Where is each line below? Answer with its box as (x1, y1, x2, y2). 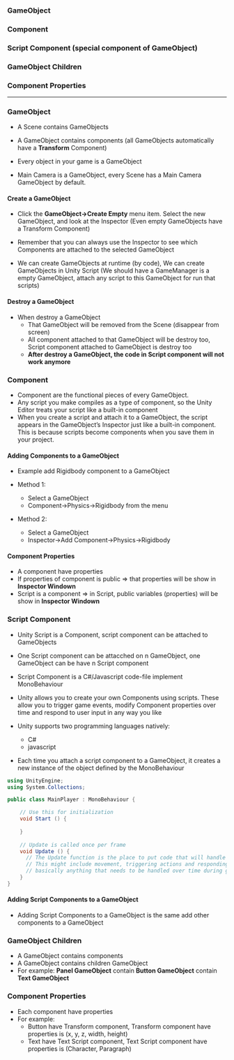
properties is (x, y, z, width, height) (27, 1029, 128, 1038)
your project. (17, 435, 54, 444)
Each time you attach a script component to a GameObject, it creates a (17, 756, 221, 764)
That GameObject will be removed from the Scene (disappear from (27, 320, 219, 328)
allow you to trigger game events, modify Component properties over (17, 701, 216, 709)
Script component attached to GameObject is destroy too (27, 342, 192, 351)
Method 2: (17, 515, 47, 523)
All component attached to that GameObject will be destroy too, (27, 335, 210, 344)
